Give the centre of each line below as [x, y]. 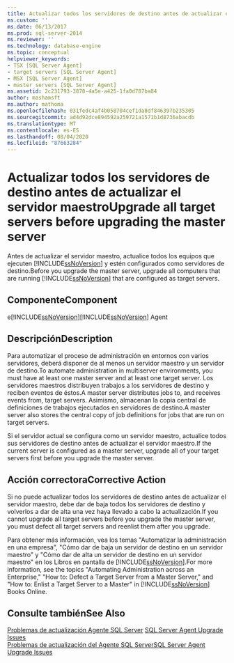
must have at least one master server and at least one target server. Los [110, 377]
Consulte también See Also [66, 613]
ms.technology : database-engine [54, 46]
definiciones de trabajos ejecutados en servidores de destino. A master [109, 407]
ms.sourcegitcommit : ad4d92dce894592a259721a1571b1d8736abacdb [101, 117]
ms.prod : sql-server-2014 [45, 33]
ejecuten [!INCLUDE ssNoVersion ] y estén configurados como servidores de [116, 264]
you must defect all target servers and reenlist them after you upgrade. [109, 526]
